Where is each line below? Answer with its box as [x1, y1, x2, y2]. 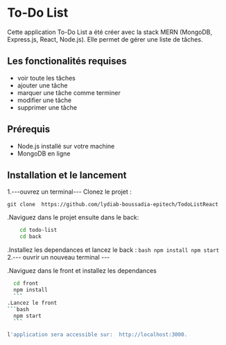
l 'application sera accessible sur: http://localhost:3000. [7, 331, 188, 338]
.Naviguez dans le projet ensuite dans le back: [7, 213, 139, 221]
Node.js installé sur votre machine [17, 142, 115, 150]
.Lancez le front [7, 299, 58, 306]
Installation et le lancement [7, 169, 127, 181]
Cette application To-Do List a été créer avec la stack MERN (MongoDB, [7, 28, 213, 36]
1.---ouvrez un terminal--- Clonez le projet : [7, 187, 132, 196]
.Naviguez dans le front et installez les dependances [7, 267, 157, 275]
